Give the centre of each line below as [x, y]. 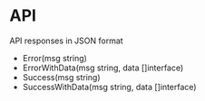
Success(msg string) [62, 77]
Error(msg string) [55, 58]
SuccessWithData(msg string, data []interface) [109, 87]
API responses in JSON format [67, 41]
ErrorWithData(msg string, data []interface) [103, 68]
